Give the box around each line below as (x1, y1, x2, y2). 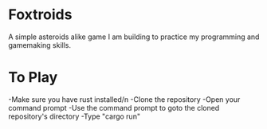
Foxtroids (8, 6, 73, 24)
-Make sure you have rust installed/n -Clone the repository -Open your (8, 94, 241, 104)
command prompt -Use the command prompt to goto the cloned (8, 103, 220, 112)
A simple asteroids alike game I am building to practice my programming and (8, 32, 260, 41)
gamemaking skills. (8, 40, 72, 49)
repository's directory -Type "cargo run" (8, 111, 141, 121)
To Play (8, 68, 58, 87)
